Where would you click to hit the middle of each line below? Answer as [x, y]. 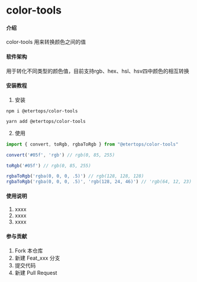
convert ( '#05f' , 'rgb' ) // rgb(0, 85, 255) [61, 155]
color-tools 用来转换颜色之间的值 [46, 42]
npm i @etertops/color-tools [42, 111]
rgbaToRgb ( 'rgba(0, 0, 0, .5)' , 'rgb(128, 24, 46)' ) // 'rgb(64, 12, [94, 182]
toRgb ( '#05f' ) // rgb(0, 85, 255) [49, 166]
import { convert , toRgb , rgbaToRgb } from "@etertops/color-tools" [92, 144]
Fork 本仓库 [29, 250]
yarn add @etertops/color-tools [46, 121]
